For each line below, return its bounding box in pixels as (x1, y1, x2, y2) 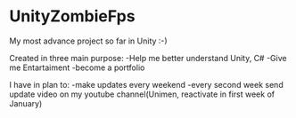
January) (9, 98, 43, 108)
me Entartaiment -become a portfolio (9, 62, 145, 73)
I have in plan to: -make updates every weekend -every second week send (9, 79, 284, 90)
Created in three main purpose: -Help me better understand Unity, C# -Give (9, 52, 287, 63)
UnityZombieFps (9, 6, 136, 27)
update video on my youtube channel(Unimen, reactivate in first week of (9, 89, 275, 99)
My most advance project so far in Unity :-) (9, 35, 168, 46)
